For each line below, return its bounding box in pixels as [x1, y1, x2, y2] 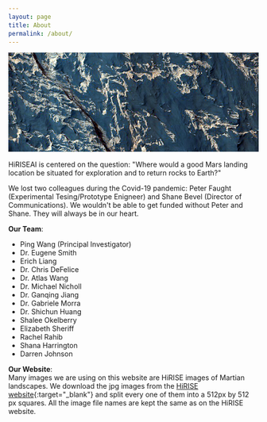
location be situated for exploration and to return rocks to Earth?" [8, 168, 222, 178]
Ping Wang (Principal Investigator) [19, 240, 132, 249]
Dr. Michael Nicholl [19, 282, 82, 291]
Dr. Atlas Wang [19, 274, 69, 283]
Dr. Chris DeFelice [19, 265, 79, 274]
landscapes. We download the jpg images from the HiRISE [8, 382, 199, 391]
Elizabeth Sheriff [19, 324, 75, 333]
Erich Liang [19, 256, 57, 266]
